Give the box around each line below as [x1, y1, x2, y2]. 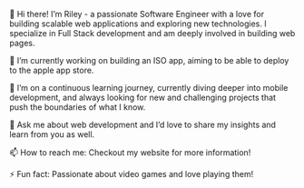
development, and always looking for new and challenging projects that [9, 92, 277, 103]
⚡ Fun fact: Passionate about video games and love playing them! [9, 169, 254, 179]
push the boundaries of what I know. [9, 102, 146, 113]
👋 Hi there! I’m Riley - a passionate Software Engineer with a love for [9, 9, 265, 19]
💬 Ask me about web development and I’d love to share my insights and [9, 119, 277, 130]
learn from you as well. [9, 129, 95, 140]
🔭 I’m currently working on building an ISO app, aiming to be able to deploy [9, 55, 289, 65]
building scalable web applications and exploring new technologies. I [9, 18, 267, 29]
